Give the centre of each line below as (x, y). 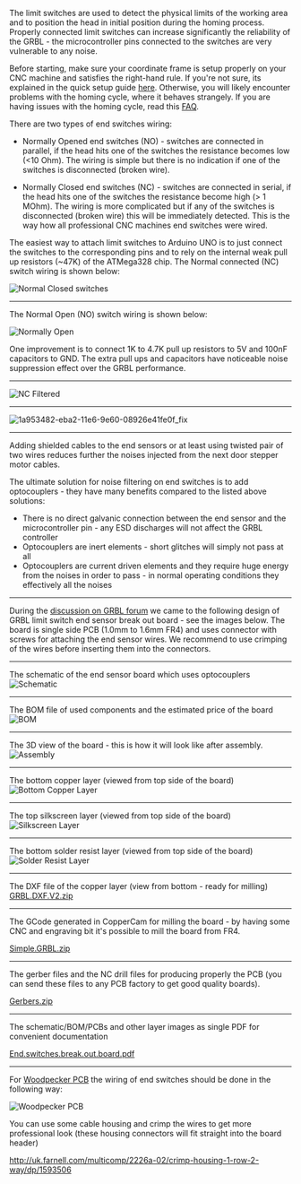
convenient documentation (59, 1036)
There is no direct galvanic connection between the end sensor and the (154, 518)
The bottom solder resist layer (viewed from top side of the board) (131, 851)
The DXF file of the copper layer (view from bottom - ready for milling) (139, 886)
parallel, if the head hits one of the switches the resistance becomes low (156, 151)
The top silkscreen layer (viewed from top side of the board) (120, 816)
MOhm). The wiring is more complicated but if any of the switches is (148, 206)
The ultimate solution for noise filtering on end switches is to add (129, 482)
